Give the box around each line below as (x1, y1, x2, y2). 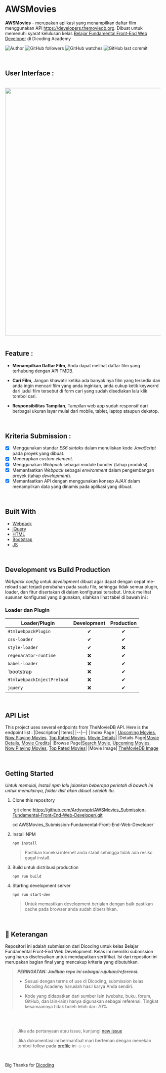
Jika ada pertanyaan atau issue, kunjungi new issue (17, 1028, 123, 1034)
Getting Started (5, 769, 54, 778)
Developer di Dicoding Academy (5, 36, 71, 42)
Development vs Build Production (5, 565, 110, 574)
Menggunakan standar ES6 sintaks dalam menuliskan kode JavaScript (12, 445, 156, 451)
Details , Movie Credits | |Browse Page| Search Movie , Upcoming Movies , (5, 740, 151, 746)
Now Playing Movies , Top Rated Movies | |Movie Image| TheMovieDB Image (5, 745, 159, 751)
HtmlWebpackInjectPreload (7, 677, 69, 683)
